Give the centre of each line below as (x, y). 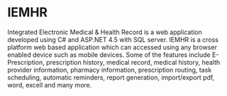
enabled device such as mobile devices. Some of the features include (109, 55)
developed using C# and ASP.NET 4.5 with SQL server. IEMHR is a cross (113, 39)
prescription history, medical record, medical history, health (133, 62)
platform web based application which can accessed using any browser (112, 47)
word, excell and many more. (50, 85)
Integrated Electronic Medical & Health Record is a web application (105, 32)
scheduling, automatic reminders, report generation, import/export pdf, (111, 77)
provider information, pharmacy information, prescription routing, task (110, 70)
